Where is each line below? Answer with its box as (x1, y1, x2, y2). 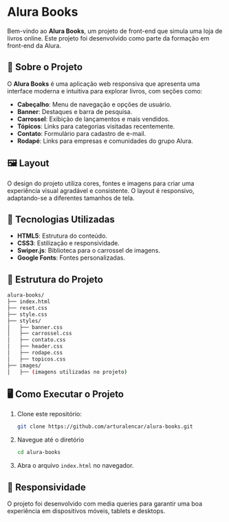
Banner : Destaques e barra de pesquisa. (17, 107, 133, 115)
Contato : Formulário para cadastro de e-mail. (17, 129, 146, 137)
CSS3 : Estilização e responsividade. (17, 239, 120, 247)
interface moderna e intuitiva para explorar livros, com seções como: (7, 87, 203, 95)
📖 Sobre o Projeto (7, 61, 83, 73)
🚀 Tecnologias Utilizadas (7, 214, 115, 225)
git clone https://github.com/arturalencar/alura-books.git (17, 423, 193, 430)
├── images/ (7, 362, 41, 369)
